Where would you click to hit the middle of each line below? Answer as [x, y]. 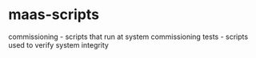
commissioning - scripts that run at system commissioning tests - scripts [128, 37]
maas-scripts [54, 15]
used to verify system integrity [59, 44]
